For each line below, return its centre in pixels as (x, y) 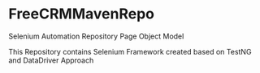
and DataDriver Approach (51, 60)
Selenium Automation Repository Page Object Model (96, 36)
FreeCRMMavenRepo (81, 14)
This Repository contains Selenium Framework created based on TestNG (130, 51)
